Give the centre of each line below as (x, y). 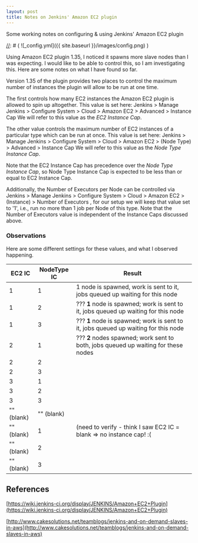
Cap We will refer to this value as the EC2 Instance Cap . (74, 117)
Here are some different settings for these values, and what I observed (92, 248)
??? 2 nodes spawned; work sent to (125, 338)
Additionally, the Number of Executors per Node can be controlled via (90, 189)
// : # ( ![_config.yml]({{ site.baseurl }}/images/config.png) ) (77, 45)
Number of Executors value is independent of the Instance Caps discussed (97, 214)
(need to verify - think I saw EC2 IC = (128, 427)
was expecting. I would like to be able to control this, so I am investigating (95, 63)
